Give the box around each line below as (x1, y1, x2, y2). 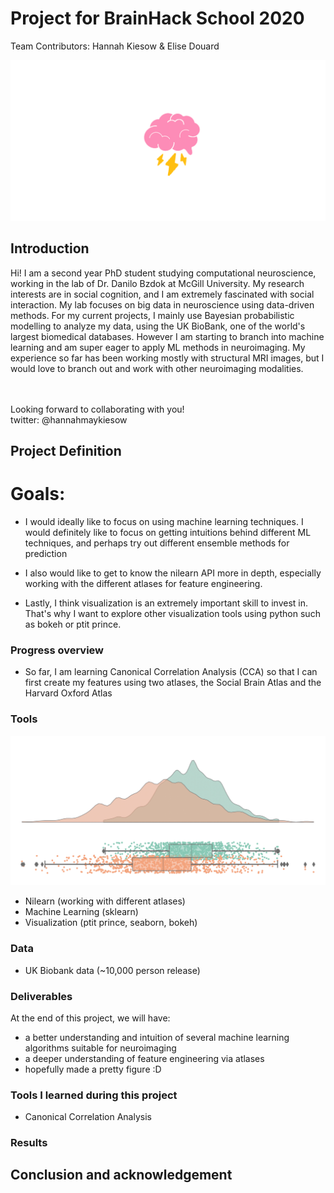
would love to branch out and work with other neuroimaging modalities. (10, 362, 304, 374)
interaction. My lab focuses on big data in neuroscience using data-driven (10, 298, 315, 311)
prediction (24, 548, 68, 559)
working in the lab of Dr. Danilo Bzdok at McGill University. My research (10, 277, 305, 289)
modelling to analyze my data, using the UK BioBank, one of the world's (10, 320, 306, 332)
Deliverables (10, 989, 73, 1003)
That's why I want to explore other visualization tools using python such (24, 608, 321, 619)
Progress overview (10, 643, 105, 657)
